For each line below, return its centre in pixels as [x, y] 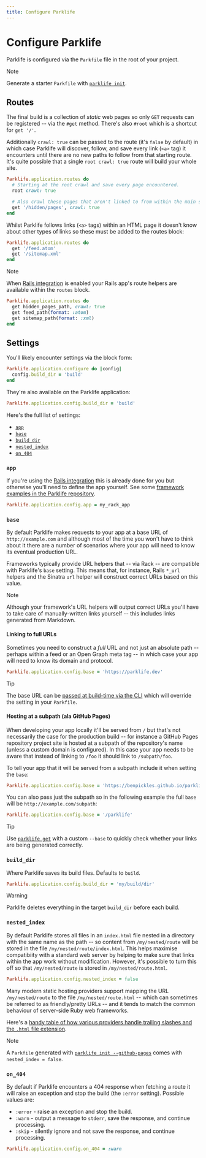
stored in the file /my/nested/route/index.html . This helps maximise [92, 948]
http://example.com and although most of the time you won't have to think [100, 539]
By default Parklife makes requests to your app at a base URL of [87, 532]
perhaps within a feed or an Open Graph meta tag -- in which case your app [102, 654]
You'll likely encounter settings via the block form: [70, 358]
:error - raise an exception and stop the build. [74, 1111]
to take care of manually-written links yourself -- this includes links [91, 614]
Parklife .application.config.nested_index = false [72, 979]
